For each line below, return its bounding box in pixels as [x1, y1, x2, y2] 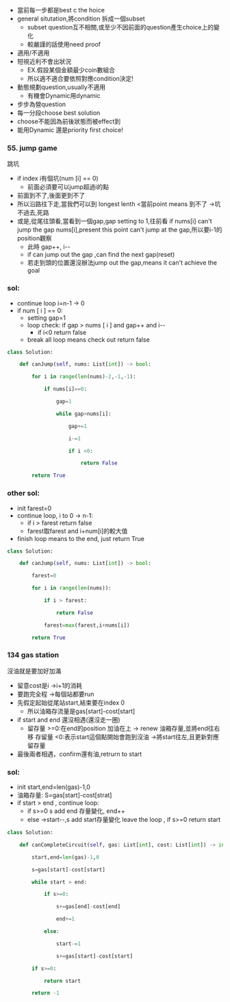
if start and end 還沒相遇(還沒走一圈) [16, 715, 121, 724]
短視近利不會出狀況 [16, 58, 72, 65]
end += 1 [55, 916, 75, 923]
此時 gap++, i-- [27, 242, 71, 251]
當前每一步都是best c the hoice [16, 6, 105, 14]
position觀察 [16, 234, 53, 242]
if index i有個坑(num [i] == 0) [16, 174, 99, 183]
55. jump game [7, 143, 58, 153]
